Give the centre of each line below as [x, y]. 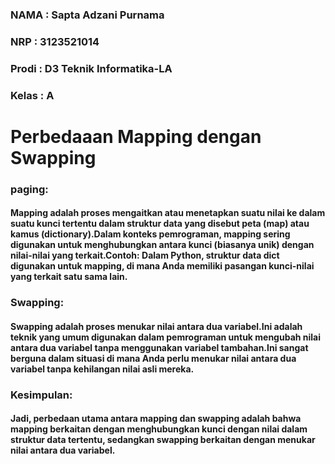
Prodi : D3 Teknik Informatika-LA [91, 68]
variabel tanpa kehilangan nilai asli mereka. [102, 369]
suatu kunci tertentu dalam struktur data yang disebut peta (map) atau [160, 224]
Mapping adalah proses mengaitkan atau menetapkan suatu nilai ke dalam [168, 213]
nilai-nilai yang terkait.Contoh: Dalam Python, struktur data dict [145, 255]
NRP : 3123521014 [55, 41]
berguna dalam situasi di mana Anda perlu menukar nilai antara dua [153, 358]
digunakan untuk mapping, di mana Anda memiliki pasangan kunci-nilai [162, 266]
